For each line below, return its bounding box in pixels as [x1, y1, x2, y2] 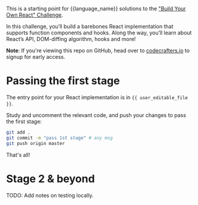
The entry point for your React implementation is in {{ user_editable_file [6, 93, 188, 100]
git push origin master [6, 140, 65, 146]
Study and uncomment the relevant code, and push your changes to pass [6, 111, 186, 118]
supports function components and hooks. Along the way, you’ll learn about [6, 29, 192, 36]
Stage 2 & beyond [6, 172, 95, 185]
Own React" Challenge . [6, 11, 64, 18]
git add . [6, 129, 31, 135]
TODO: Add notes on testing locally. [6, 191, 94, 198]
